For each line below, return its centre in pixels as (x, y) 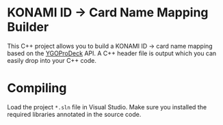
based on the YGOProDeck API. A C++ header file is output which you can (112, 53)
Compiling (37, 88)
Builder (28, 27)
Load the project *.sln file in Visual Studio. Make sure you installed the (107, 107)
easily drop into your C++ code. (52, 60)
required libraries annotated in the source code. (74, 114)
